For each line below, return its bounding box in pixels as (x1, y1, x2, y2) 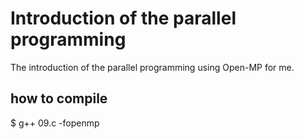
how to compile (10, 90, 108, 107)
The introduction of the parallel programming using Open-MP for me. (10, 61, 295, 73)
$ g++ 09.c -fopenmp (10, 117, 100, 129)
